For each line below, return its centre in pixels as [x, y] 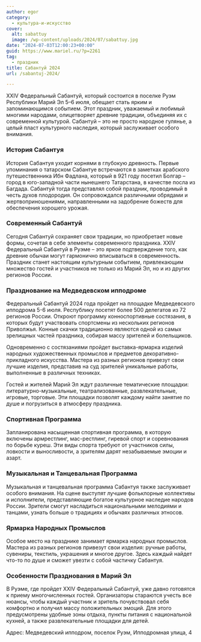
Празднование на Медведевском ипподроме [76, 290]
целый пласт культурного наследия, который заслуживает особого [93, 128]
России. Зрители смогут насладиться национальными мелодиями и [94, 506]
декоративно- [161, 354]
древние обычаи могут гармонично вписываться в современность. [93, 255]
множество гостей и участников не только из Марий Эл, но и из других [98, 268]
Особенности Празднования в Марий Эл [69, 576]
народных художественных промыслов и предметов [74, 354]
